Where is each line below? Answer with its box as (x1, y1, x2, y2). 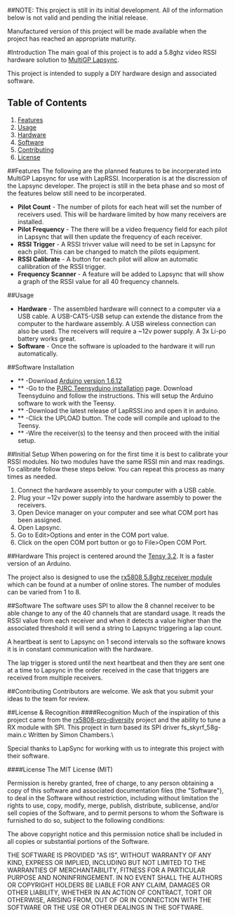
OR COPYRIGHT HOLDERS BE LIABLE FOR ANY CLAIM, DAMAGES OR (7, 880, 210, 889)
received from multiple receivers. (7, 673, 103, 682)
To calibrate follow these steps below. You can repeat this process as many (7, 464, 225, 473)
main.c (7, 730, 27, 739)
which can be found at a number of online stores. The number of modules (7, 580, 221, 589)
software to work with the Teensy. (17, 398, 116, 407)
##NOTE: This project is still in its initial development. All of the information (7, 6, 223, 14)
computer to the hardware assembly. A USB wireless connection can (17, 319, 216, 327)
